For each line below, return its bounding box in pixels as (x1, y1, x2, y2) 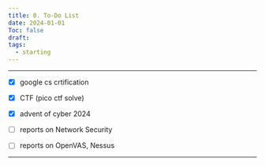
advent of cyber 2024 (19, 109, 91, 119)
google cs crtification (19, 77, 89, 87)
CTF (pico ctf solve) (19, 93, 84, 103)
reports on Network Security (19, 125, 113, 134)
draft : (8, 33, 30, 42)
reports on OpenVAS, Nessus (19, 141, 115, 150)
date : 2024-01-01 (8, 19, 65, 27)
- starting (15, 48, 51, 56)
